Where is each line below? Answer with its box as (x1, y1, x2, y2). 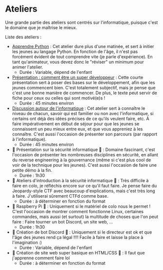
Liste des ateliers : (5, 34, 42, 40)
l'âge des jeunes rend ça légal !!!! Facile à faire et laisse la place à (12, 234, 144, 240)
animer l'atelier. (12, 64, 43, 70)
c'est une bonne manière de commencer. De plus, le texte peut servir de (12, 90, 157, 96)
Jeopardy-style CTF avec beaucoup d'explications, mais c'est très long (12, 188, 155, 194)
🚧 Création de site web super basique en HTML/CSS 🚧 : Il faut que (12, 250, 145, 255)
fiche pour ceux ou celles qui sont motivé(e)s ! (12, 95, 106, 101)
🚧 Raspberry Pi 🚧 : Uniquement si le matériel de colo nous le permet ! (12, 203, 151, 209)
